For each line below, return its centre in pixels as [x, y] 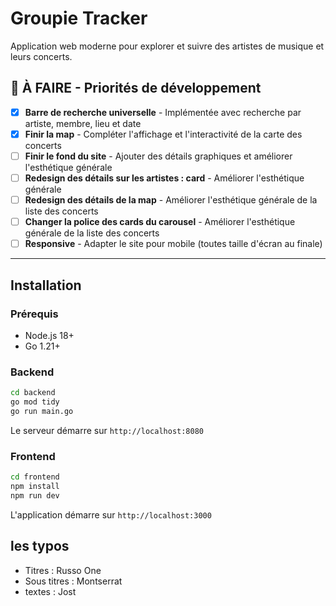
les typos [40, 546]
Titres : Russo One [63, 570]
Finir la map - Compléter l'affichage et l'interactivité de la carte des [163, 134]
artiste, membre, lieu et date [83, 123]
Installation [46, 285]
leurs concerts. [41, 56]
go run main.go [42, 411]
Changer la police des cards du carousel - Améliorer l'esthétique [160, 222]
